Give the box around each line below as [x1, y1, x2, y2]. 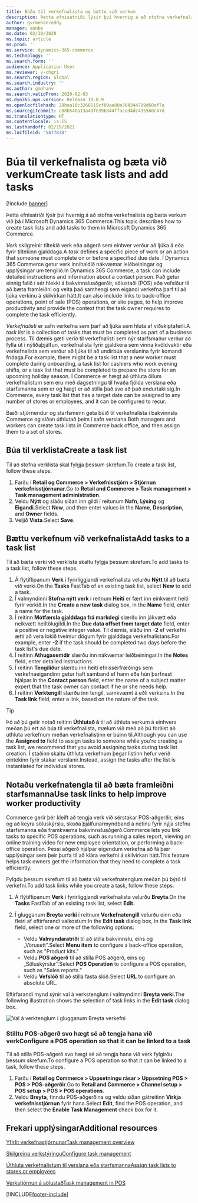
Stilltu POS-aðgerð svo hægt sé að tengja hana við [6, 1030, 153, 1038]
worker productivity [6, 798, 81, 808]
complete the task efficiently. [6, 311, 77, 318]
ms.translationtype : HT [6, 113, 65, 119]
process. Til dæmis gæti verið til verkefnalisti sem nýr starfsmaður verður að [6, 335, 192, 342]
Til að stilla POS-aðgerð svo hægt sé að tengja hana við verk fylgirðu [6, 1050, 173, 1057]
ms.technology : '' [6, 53, 51, 59]
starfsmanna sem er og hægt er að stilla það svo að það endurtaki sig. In [6, 385, 180, 392]
